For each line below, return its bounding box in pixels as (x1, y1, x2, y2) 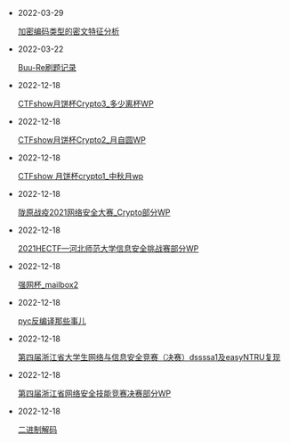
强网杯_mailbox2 (17, 280, 78, 290)
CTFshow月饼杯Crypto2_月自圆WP (17, 135, 147, 145)
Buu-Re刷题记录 (17, 62, 77, 72)
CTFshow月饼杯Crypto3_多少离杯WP (17, 98, 154, 109)
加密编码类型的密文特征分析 (17, 26, 120, 37)
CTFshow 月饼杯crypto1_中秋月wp (17, 171, 144, 181)
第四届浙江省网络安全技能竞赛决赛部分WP (17, 388, 172, 398)
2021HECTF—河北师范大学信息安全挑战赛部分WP (17, 243, 199, 253)
